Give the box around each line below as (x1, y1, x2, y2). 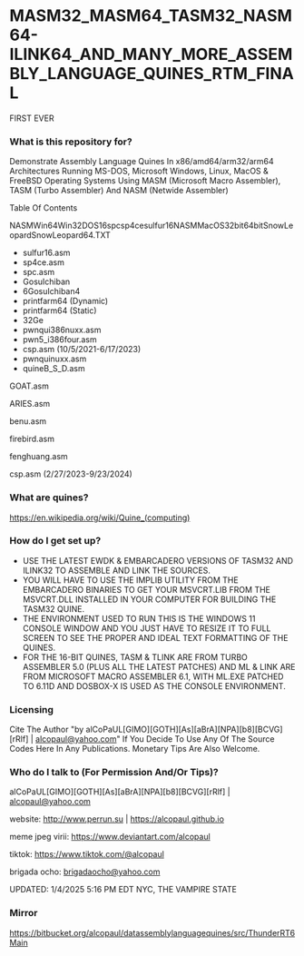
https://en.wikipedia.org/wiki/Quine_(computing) (9, 512, 191, 523)
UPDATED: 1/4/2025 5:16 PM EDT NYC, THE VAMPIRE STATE (9, 884, 238, 895)
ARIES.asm (9, 399, 51, 409)
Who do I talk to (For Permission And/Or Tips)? (9, 766, 220, 779)
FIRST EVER (9, 113, 54, 123)
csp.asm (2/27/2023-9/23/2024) (9, 468, 133, 479)
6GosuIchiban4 (22, 286, 81, 297)
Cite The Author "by (9, 724, 84, 735)
